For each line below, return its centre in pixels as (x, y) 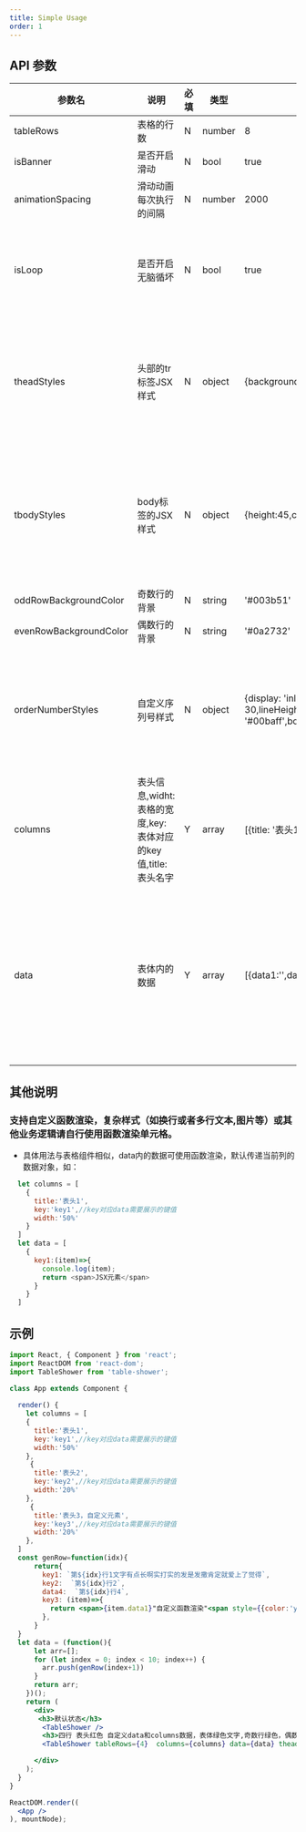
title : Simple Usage (49, 18)
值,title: (152, 864)
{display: (263, 698)
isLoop (29, 270)
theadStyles (40, 382)
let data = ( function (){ (65, 1642)
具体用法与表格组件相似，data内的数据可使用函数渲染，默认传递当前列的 (158, 1155)
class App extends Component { (69, 1388)
